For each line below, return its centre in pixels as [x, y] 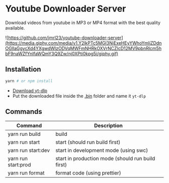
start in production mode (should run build [105, 158]
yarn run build [24, 134]
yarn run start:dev [29, 150]
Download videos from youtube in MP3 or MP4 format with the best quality [83, 23]
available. [15, 28]
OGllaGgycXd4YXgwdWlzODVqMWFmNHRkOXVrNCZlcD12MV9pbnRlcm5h [83, 48]
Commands [24, 112]
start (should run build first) [88, 142]
